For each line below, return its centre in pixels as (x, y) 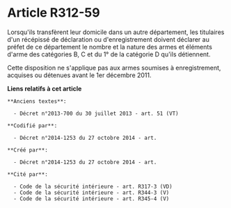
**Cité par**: (28, 174)
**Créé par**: (28, 150)
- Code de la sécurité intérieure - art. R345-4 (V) (91, 199)
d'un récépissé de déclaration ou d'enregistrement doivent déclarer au (109, 39)
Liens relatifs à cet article (45, 88)
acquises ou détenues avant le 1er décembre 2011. (79, 75)
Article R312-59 (54, 13)
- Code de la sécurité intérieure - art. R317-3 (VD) (93, 186)
